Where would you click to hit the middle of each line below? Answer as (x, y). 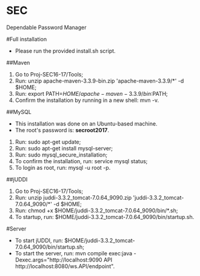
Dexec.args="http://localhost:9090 (58, 260)
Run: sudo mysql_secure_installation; (61, 155)
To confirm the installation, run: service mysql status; (81, 161)
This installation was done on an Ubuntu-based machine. (86, 123)
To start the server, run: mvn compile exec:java (74, 253)
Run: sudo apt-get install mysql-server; (64, 148)
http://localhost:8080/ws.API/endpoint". (65, 266)
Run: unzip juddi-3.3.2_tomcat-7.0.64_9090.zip (73, 197)
